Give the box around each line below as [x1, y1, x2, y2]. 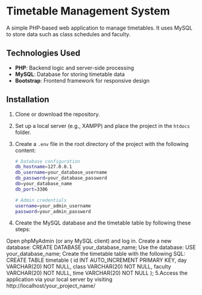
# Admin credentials [14, 197, 67, 203]
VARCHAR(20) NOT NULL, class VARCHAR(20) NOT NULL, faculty [6, 263, 171, 270]
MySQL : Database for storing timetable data [14, 71, 125, 78]
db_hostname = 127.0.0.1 [14, 164, 72, 170]
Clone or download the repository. [14, 110, 101, 118]
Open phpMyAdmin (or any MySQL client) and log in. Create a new [6, 237, 172, 245]
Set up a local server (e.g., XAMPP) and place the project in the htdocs [14, 122, 190, 129]
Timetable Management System [6, 4, 170, 18]
